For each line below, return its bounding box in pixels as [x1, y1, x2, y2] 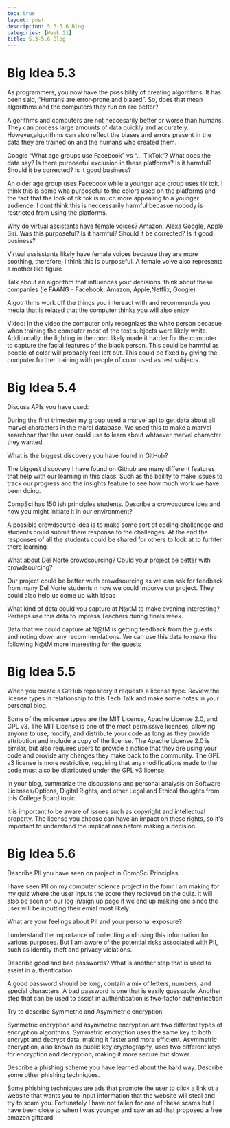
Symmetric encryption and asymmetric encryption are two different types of [7, 1021, 223, 1029]
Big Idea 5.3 [7, 65, 76, 81]
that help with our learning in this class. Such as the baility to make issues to [7, 472, 223, 480]
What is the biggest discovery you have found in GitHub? [7, 452, 168, 459]
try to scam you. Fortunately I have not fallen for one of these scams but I [7, 1098, 215, 1107]
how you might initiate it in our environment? [7, 508, 133, 515]
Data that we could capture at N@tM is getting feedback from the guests [7, 625, 213, 634]
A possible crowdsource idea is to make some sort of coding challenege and [7, 521, 224, 529]
